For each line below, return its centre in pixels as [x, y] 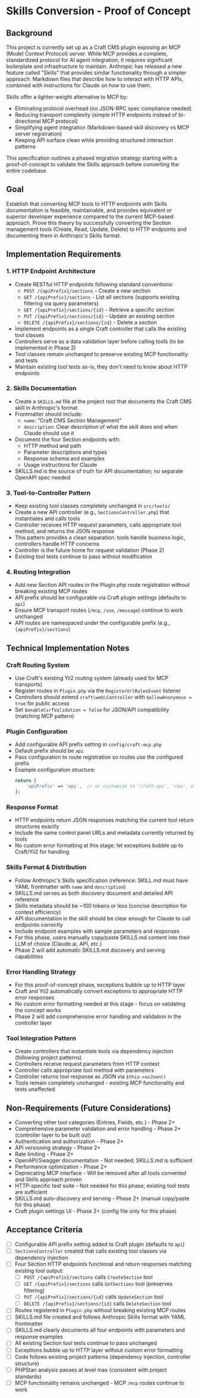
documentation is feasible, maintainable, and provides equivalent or [89, 210]
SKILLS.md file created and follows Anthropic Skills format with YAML [100, 1317]
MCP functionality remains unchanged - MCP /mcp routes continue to [99, 1382]
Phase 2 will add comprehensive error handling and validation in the [98, 1016]
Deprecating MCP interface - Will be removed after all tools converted [100, 1173]
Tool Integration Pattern [41, 1038]
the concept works [38, 1010]
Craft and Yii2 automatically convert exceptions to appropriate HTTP [99, 991]
